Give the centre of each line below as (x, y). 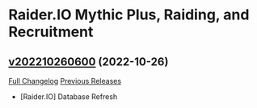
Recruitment (51, 32)
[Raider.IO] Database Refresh (69, 97)
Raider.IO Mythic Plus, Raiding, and (129, 15)
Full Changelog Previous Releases (65, 81)
